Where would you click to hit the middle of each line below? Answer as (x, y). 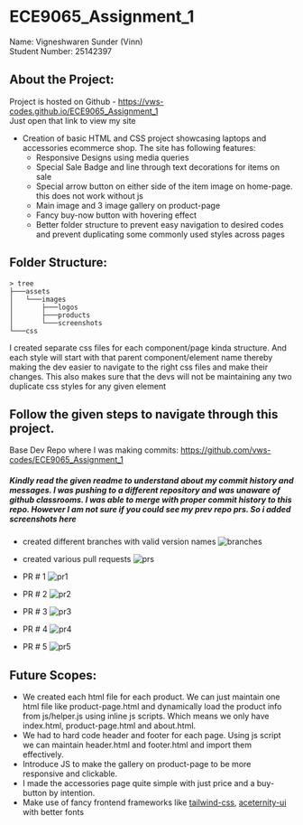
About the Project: (62, 80)
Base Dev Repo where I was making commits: (94, 450)
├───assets (30, 291)
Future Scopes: (53, 675)
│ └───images (38, 299)
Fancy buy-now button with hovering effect (116, 215)
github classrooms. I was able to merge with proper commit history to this (151, 500)
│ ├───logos (44, 307)
